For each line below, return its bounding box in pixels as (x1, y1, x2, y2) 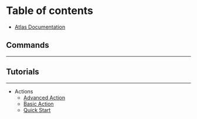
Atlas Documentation (14, 23, 66, 30)
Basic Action (23, 100, 54, 107)
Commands (6, 40, 50, 50)
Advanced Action (23, 94, 66, 101)
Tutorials (6, 67, 39, 77)
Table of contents (6, 4, 94, 17)
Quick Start (23, 106, 51, 113)
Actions (14, 87, 33, 94)
